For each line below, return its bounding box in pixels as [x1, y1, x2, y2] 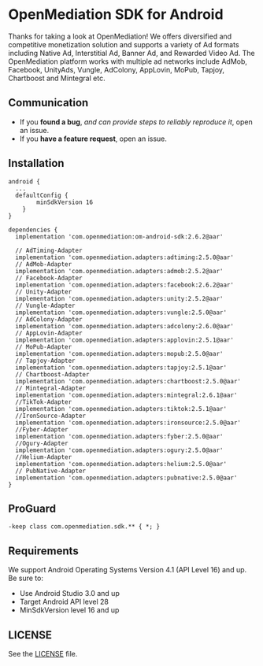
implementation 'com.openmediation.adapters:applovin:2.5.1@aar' [15, 336, 235, 344]
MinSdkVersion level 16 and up [19, 605, 120, 615]
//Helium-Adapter [15, 453, 72, 461]
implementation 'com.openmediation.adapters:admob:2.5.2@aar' [15, 267, 224, 275]
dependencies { [8, 226, 58, 234]
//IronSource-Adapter [15, 412, 87, 420]
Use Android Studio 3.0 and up [19, 589, 120, 598]
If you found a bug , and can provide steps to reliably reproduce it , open [19, 117, 254, 127]
